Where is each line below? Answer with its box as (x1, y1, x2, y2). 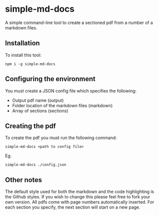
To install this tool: (5, 52, 41, 58)
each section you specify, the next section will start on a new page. (5, 204, 140, 210)
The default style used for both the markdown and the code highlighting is (5, 189, 155, 194)
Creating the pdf (5, 121, 56, 130)
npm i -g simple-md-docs (5, 61, 56, 67)
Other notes (5, 175, 42, 184)
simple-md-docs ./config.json (5, 163, 67, 167)
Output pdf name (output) (12, 97, 64, 103)
